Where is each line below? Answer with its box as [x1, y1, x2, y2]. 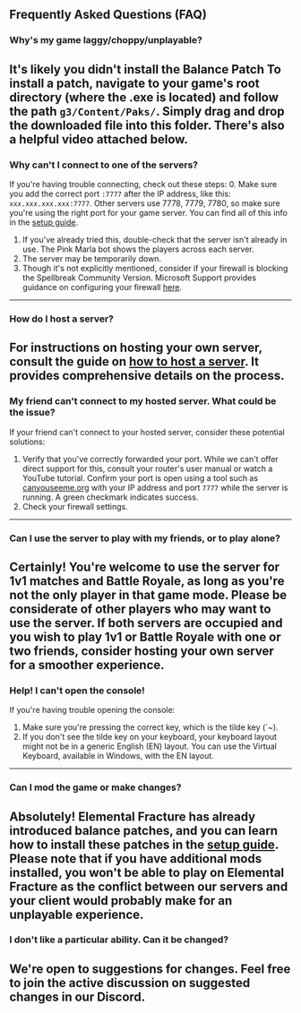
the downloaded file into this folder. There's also [9, 117, 285, 133]
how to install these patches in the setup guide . [9, 837, 279, 852]
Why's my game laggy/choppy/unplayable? [9, 34, 203, 47]
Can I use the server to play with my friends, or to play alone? [9, 532, 280, 545]
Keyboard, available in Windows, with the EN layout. [21, 751, 215, 761]
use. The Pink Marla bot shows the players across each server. [21, 244, 255, 254]
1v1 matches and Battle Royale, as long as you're [9, 573, 285, 588]
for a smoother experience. [9, 657, 165, 673]
